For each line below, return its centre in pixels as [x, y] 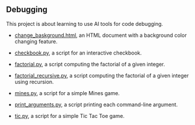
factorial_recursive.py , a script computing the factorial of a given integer [102, 75]
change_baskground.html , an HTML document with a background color [101, 35]
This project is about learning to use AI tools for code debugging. [85, 23]
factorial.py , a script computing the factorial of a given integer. [90, 64]
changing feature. [36, 41]
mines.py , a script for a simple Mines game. [67, 93]
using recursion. [34, 82]
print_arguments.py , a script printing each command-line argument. [96, 104]
